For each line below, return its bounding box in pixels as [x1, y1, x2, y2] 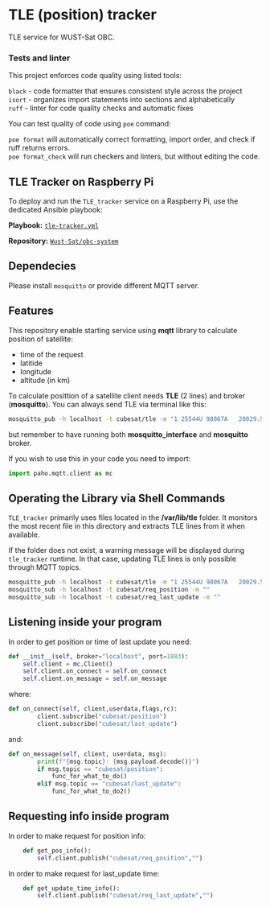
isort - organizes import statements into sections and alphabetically [8, 95, 235, 105]
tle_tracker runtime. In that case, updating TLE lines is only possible [8, 554, 237, 564]
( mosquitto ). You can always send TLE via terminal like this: [8, 399, 207, 409]
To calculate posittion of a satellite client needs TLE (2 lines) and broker [8, 390, 246, 400]
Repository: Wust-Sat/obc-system [8, 236, 119, 246]
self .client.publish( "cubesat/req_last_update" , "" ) [37, 892, 215, 900]
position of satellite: [8, 334, 74, 344]
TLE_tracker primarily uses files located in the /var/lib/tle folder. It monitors [8, 513, 258, 522]
